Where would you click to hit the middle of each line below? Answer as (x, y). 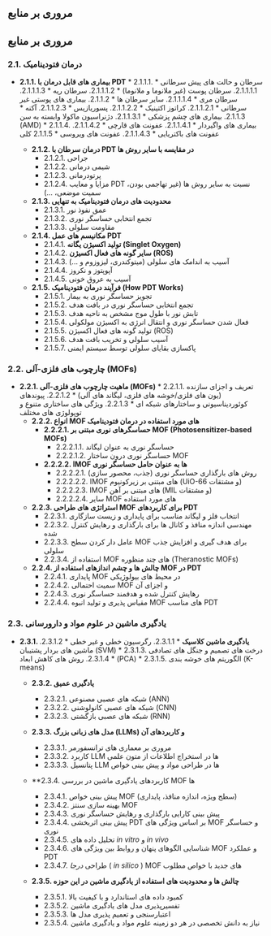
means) (32, 667)
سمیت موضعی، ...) (72, 193)
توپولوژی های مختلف (50, 413)
